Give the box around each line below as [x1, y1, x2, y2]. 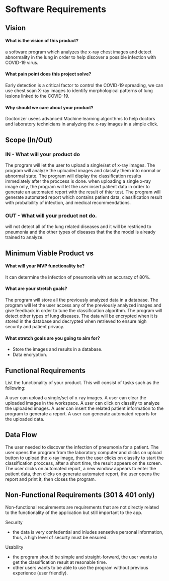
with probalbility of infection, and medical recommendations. [5, 199, 131, 205]
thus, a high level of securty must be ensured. [12, 534, 108, 540]
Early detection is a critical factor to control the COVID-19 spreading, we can [5, 82, 163, 88]
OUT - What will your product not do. [5, 212, 97, 219]
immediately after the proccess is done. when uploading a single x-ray [5, 178, 151, 184]
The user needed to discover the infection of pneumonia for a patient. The [5, 444, 159, 450]
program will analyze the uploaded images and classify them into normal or [5, 167, 161, 173]
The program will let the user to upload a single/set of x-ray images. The [5, 162, 155, 168]
